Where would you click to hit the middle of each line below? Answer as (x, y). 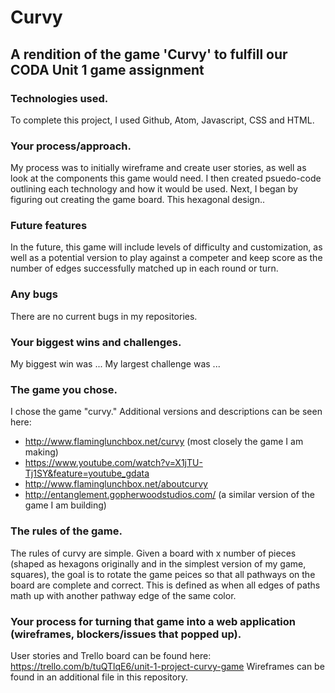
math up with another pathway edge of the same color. (123, 595)
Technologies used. (59, 98)
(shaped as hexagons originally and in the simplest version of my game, (158, 563)
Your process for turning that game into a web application (153, 621)
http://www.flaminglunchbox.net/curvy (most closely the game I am (164, 442)
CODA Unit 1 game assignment (107, 69)
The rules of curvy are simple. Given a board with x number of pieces (153, 553)
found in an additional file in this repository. (99, 677)
